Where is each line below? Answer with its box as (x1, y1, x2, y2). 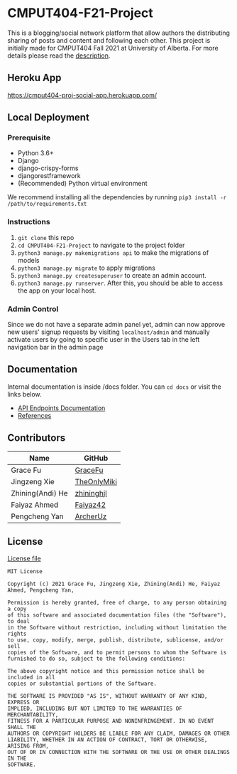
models (17, 256, 40, 264)
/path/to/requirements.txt (7, 201, 87, 208)
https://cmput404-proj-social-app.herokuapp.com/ (7, 90, 158, 99)
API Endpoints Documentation (17, 404, 106, 412)
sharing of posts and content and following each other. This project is (7, 36, 211, 44)
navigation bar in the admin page (7, 343, 104, 352)
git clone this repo (17, 233, 75, 241)
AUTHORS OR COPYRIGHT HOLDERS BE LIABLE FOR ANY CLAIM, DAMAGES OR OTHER (7, 730, 231, 738)
